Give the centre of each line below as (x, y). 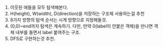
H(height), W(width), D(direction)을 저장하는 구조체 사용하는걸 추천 (77, 13)
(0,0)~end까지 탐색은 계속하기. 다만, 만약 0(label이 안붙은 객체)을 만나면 (81, 26)
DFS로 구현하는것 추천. (33, 38)
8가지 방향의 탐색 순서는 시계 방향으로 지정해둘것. (59, 20)
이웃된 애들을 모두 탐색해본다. (39, 7)
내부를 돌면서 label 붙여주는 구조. (48, 32)
